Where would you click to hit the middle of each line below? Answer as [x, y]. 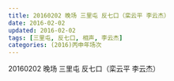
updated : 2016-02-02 [42, 30]
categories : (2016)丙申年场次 [55, 45]
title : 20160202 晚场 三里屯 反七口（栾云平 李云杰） [89, 15]
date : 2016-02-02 [37, 23]
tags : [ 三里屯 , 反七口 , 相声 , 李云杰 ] [66, 38]
